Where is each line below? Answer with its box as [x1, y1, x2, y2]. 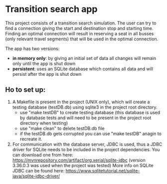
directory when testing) [19, 120, 68, 126]
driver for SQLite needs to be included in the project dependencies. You [12, 146, 160, 153]
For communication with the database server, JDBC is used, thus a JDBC [12, 141, 163, 147]
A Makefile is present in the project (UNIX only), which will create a [12, 99, 150, 105]
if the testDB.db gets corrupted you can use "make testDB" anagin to [19, 131, 162, 137]
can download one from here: [12, 152, 73, 158]
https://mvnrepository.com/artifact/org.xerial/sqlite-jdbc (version [12, 157, 146, 163]
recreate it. [19, 136, 42, 142]
